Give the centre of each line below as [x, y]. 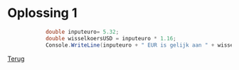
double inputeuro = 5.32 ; [82, 32]
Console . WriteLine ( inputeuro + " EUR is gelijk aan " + [130, 45]
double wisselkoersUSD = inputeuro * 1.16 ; [111, 38]
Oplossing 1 [42, 13]
